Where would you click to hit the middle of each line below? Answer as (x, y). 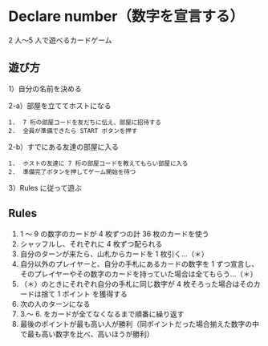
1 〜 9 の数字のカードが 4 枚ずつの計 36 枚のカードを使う (115, 234)
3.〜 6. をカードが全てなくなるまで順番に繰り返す (102, 314)
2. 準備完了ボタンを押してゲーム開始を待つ (72, 172)
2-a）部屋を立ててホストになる (60, 106)
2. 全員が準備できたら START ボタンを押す (73, 131)
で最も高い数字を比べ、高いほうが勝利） (87, 334)
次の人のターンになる (55, 304)
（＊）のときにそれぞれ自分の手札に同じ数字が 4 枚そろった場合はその (137, 284)
